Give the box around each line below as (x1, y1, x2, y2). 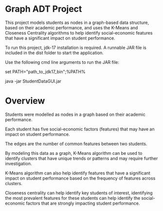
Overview (5, 95, 45, 106)
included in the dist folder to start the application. (5, 50, 104, 56)
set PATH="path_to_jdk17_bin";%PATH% (5, 68, 86, 74)
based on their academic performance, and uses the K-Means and (5, 24, 138, 30)
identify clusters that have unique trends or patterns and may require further (5, 155, 158, 161)
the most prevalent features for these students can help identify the (5, 195, 141, 201)
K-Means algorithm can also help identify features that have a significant (5, 170, 151, 176)
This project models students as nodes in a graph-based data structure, (5, 20, 149, 25)
